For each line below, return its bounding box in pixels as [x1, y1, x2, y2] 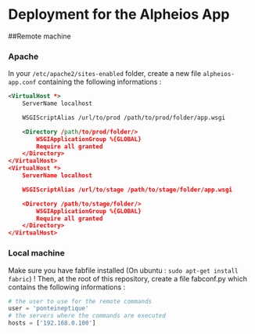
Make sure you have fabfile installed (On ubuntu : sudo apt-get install [8, 265, 239, 275]
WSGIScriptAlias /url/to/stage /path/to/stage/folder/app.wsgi [22, 186, 233, 194]
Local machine [8, 248, 65, 259]
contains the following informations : [8, 282, 126, 292]
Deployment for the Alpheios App [8, 5, 230, 24]
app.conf [8, 78, 37, 87]
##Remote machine [8, 31, 72, 41]
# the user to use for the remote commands [8, 297, 153, 305]
